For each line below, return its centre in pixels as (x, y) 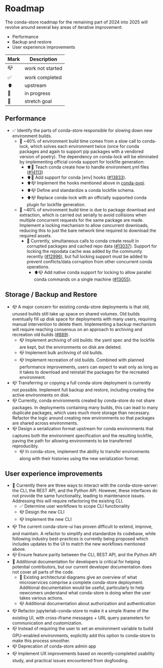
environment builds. (32, 136)
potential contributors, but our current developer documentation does (82, 567)
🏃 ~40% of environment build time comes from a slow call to (80, 141)
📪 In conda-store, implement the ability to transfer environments (84, 451)
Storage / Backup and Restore (51, 295)
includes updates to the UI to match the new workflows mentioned (79, 544)
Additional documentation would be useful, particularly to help (82, 588)
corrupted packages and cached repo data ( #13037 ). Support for (92, 246)
